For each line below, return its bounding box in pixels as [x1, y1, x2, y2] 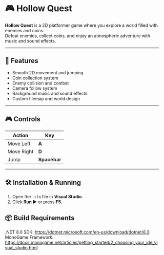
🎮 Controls [5, 115, 41, 124]
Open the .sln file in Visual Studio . [12, 194, 83, 200]
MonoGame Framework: [5, 234, 54, 240]
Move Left [7, 140, 31, 147]
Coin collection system [12, 75, 59, 81]
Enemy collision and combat [12, 80, 69, 86]
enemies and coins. [5, 27, 44, 33]
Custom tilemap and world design [12, 95, 80, 102]
